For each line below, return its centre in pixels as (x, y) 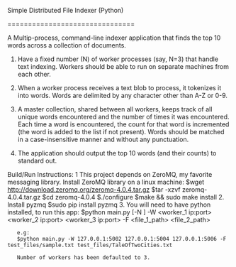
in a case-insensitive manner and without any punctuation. (103, 139)
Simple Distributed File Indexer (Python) (66, 10)
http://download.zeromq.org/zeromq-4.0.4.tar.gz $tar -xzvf (94, 190)
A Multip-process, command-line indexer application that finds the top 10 (114, 38)
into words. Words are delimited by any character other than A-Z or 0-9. (123, 96)
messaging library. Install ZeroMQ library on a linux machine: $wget (106, 182)
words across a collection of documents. (67, 45)
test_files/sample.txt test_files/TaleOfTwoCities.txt (90, 245)
